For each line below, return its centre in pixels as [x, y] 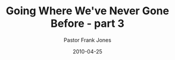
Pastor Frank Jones [87, 40]
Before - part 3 [87, 23]
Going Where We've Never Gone [87, 11]
